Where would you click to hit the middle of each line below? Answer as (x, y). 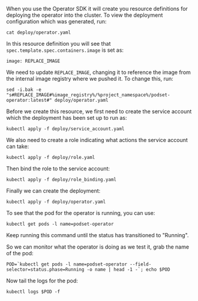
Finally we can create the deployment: (53, 191)
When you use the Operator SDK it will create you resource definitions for (97, 9)
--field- (141, 264)
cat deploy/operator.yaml (38, 33)
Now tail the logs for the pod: (42, 281)
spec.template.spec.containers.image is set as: (65, 50)
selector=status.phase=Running (45, 270)
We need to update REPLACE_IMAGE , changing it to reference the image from (98, 72)
